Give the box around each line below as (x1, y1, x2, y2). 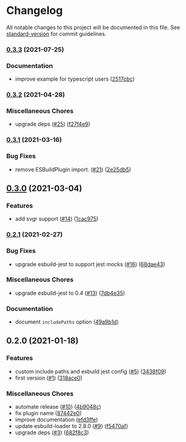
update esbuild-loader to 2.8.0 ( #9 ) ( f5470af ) (15, 423, 128, 430)
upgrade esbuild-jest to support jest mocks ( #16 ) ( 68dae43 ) (15, 260, 165, 267)
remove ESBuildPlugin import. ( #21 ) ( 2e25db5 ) (15, 166, 131, 173)
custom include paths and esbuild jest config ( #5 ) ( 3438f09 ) (15, 367, 167, 375)
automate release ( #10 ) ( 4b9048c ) (15, 403, 102, 410)
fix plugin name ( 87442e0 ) (15, 410, 82, 417)
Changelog (6, 4, 63, 18)
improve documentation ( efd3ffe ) (15, 416, 98, 423)
